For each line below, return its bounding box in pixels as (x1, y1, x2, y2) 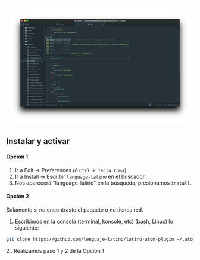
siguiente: (14, 224, 39, 231)
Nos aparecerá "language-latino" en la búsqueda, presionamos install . (14, 179, 192, 186)
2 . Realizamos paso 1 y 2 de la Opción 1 (6, 247, 104, 254)
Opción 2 (6, 193, 30, 200)
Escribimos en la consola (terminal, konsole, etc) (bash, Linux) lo (14, 218, 174, 225)
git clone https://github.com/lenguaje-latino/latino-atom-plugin (6, 236, 174, 242)
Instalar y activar (6, 136, 70, 146)
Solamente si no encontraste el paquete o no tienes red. (6, 206, 144, 213)
